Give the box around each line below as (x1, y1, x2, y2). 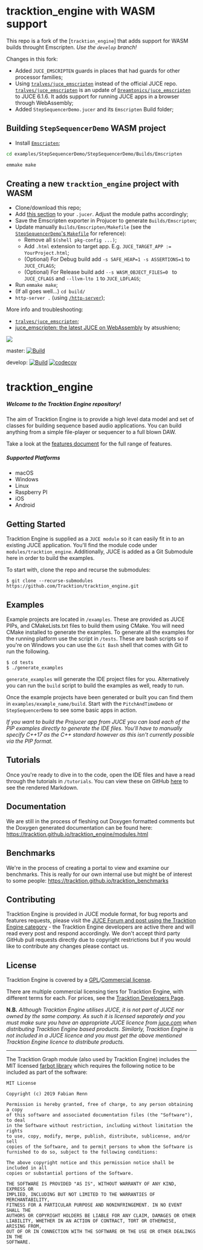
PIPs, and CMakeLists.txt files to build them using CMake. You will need (6, 622, 184, 630)
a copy (6, 1107, 23, 1113)
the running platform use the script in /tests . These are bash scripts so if (6, 635, 188, 642)
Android (14, 501, 35, 509)
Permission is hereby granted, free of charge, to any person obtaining (6, 1102, 193, 1108)
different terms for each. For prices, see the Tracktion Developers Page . (6, 995, 185, 1002)
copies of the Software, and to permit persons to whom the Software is (6, 1144, 193, 1150)
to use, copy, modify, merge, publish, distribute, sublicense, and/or (6, 1133, 190, 1139)
